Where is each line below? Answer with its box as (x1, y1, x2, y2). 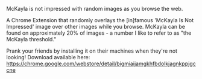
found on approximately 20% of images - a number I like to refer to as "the (6, 29, 192, 37)
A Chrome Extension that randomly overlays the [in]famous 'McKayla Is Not (6, 17, 194, 23)
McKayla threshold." (6, 36, 57, 42)
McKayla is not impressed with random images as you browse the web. (6, 5, 183, 12)
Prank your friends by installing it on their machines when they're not (6, 47, 178, 54)
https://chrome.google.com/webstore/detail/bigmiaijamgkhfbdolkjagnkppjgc (6, 60, 196, 67)
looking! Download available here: (6, 54, 90, 60)
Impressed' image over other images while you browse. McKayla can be (6, 23, 186, 30)
